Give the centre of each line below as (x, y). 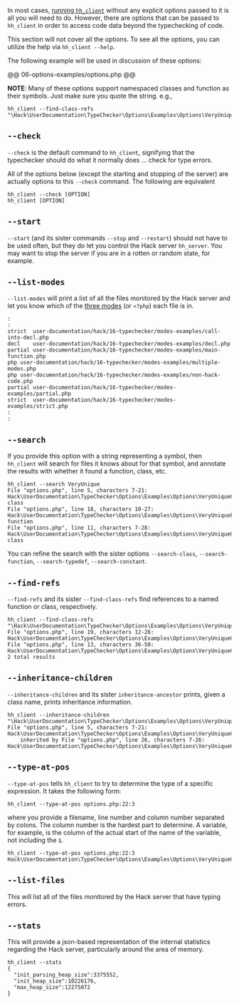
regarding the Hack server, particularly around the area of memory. (106, 949)
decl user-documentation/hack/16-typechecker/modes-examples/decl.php (119, 344)
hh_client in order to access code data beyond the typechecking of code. (116, 25)
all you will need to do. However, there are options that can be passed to (113, 18)
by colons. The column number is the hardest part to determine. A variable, (117, 825)
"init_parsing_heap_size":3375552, (67, 975)
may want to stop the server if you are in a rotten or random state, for (109, 253)
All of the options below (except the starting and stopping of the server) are (118, 173)
